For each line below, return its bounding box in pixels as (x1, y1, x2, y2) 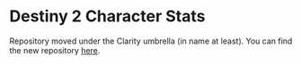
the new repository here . (9, 44, 101, 55)
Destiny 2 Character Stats (9, 6, 206, 27)
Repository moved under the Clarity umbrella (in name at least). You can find (9, 36, 293, 46)
